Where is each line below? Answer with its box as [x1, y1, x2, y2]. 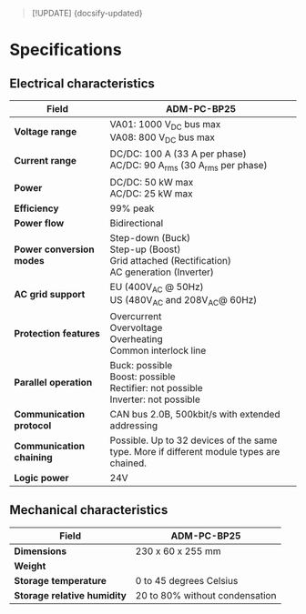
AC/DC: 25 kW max [109, 186, 193, 199]
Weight [14, 559, 46, 572]
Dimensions [14, 545, 67, 558]
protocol [14, 418, 52, 431]
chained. [109, 457, 148, 469]
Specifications [9, 40, 122, 60]
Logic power [14, 471, 70, 484]
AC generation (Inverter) [109, 266, 214, 278]
